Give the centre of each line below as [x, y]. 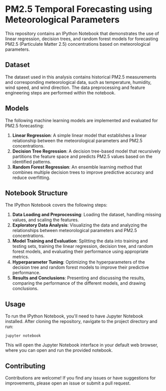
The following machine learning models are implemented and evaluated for [82, 120]
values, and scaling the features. [46, 220]
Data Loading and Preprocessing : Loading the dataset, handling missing [87, 215]
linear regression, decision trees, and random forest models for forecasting [82, 39]
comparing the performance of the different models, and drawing [79, 283]
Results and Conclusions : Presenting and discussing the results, [79, 278]
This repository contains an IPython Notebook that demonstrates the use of [82, 33]
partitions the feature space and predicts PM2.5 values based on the [82, 156]
